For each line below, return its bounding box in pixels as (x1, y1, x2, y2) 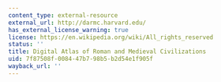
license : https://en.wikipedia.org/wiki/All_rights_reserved (8, 33, 214, 41)
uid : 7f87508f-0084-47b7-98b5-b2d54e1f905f (8, 55, 154, 63)
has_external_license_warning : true (8, 26, 129, 34)
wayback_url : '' (8, 62, 62, 70)
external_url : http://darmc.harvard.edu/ (8, 19, 147, 27)
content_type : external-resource (8, 11, 118, 20)
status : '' (8, 41, 44, 48)
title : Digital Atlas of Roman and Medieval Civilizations (8, 48, 207, 55)
